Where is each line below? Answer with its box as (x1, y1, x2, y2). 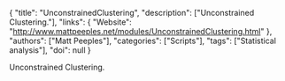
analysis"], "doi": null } (9, 45, 91, 55)
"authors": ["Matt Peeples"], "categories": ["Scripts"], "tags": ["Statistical (9, 35, 277, 46)
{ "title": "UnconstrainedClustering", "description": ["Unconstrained (9, 8, 255, 18)
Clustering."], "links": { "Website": (9, 17, 133, 27)
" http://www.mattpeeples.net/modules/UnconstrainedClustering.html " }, (9, 26, 273, 36)
